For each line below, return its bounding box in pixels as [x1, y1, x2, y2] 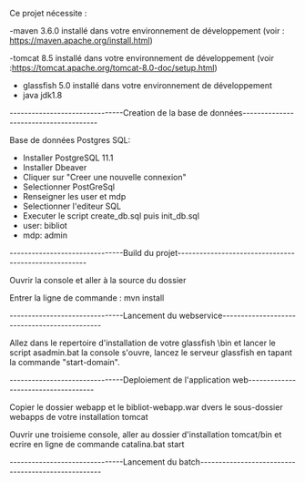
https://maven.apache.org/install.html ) [9, 36, 153, 46]
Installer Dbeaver [22, 162, 87, 172]
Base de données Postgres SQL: [9, 135, 131, 145]
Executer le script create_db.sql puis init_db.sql [22, 210, 200, 221]
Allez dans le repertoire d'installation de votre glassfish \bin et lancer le [9, 337, 276, 348]
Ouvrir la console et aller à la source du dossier [9, 275, 187, 285]
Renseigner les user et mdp [22, 191, 127, 201]
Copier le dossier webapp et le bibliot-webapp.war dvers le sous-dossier [9, 402, 284, 413]
